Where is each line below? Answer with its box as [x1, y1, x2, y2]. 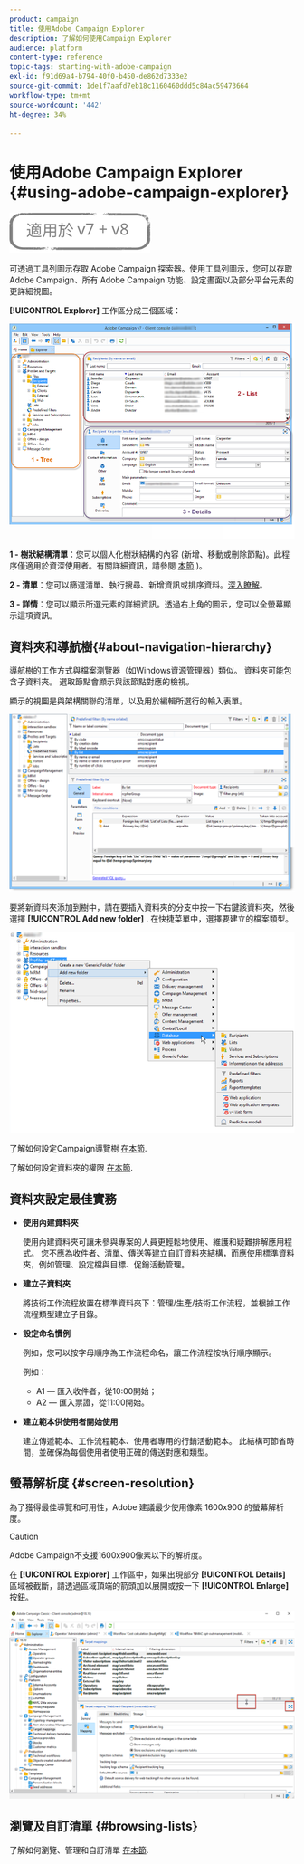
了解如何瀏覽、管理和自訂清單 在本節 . [9, 1844, 149, 1855]
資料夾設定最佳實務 [9, 1191, 117, 1207]
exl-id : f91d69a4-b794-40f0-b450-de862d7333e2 [9, 72, 188, 81]
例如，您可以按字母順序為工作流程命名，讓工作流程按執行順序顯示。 [22, 1347, 277, 1358]
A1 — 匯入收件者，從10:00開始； [35, 1386, 157, 1397]
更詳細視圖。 [9, 286, 57, 297]
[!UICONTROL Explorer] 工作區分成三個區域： [9, 305, 182, 316]
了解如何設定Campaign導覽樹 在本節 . [9, 1143, 147, 1154]
